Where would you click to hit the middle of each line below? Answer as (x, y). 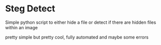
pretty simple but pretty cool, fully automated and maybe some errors (77, 37)
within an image (21, 27)
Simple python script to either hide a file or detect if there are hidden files (81, 22)
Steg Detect (30, 9)
